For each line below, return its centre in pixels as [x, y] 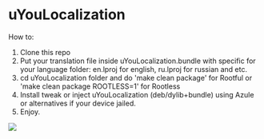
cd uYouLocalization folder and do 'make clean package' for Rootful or [136, 77]
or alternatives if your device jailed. [78, 103]
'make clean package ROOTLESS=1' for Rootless [100, 86]
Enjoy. [30, 111]
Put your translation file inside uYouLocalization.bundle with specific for [138, 61]
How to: [21, 37]
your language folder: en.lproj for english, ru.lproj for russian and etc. [134, 69]
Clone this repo [45, 52]
